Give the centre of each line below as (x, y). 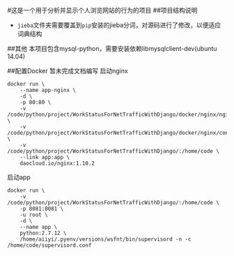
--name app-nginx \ (48, 90)
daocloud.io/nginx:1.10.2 (57, 163)
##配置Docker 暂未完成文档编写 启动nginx (68, 71)
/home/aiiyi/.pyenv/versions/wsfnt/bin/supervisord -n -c (106, 239)
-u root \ (34, 215)
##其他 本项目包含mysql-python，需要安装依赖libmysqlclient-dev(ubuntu (112, 48)
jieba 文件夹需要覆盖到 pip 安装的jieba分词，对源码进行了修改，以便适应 (119, 25)
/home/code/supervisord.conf (49, 246)
